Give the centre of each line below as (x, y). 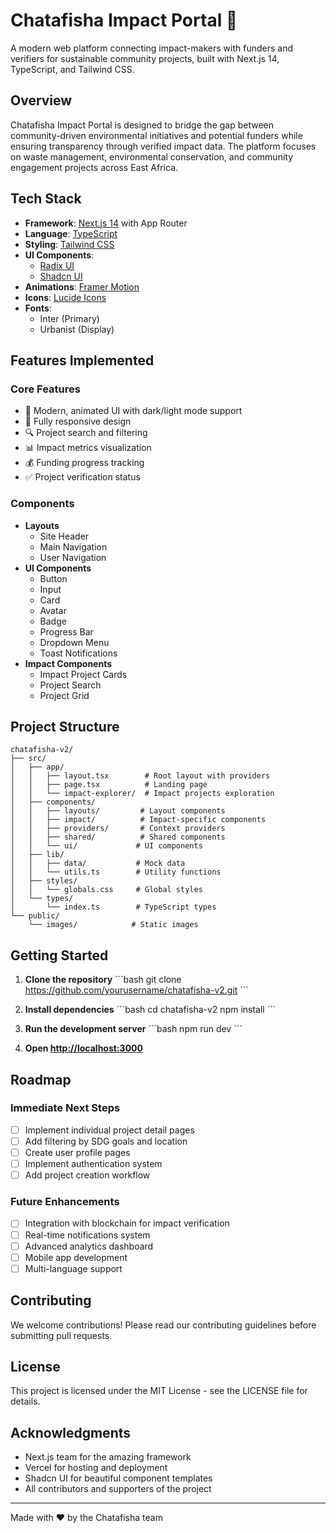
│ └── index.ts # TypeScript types (113, 907)
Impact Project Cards (83, 674)
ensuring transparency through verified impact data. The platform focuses (163, 146)
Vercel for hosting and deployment (96, 1468)
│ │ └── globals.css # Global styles (106, 890)
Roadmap (41, 1079)
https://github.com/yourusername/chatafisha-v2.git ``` (136, 990)
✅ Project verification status (82, 477)
